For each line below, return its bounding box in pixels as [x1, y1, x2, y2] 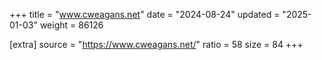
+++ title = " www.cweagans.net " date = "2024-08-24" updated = [9, 9, 281, 20]
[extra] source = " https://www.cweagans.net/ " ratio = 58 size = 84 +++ [9, 39, 304, 50]
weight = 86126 [39, 19, 104, 31]
